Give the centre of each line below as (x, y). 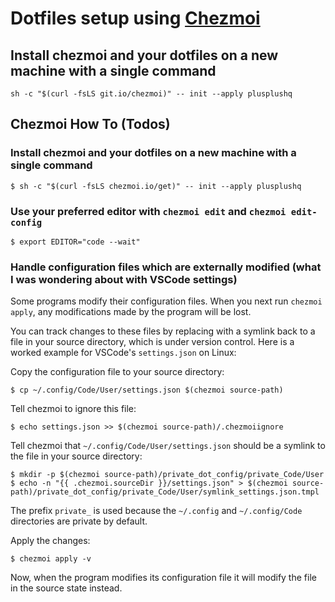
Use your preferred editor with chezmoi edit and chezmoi (148, 211)
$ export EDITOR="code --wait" (75, 242)
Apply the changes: (50, 541)
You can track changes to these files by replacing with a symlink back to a (163, 331)
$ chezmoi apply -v (51, 559)
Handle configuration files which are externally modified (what (166, 267)
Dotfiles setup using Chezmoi (135, 18)
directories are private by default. (79, 521)
